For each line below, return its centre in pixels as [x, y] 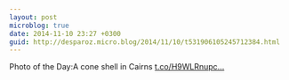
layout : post [33, 17]
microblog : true [39, 25]
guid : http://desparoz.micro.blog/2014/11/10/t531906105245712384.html [144, 42]
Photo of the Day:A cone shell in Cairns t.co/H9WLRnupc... [117, 67]
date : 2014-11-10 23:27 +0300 [65, 33]
